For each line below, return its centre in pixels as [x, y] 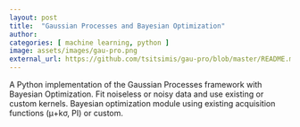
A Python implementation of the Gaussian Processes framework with [136, 85]
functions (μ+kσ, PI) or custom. [66, 113]
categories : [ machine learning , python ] [89, 42]
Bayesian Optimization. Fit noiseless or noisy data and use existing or [137, 94]
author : [24, 34]
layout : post [33, 17]
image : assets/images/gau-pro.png [74, 51]
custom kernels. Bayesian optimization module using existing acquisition [142, 103]
